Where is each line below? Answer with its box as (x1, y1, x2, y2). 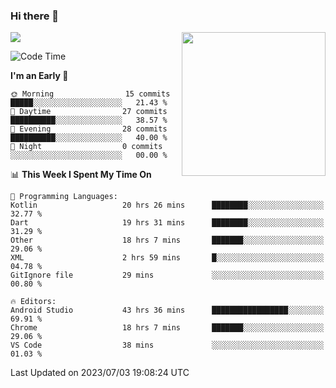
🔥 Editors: (10, 297, 57, 307)
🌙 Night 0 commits (10, 142, 163, 152)
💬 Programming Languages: (10, 192, 118, 202)
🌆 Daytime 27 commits (10, 107, 168, 117)
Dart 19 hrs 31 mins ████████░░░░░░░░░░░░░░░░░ (10, 218, 325, 228)
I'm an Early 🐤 (10, 70, 69, 82)
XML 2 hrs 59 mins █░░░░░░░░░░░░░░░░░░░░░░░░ (10, 253, 325, 263)
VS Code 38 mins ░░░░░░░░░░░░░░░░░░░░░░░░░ (10, 340, 325, 351)
